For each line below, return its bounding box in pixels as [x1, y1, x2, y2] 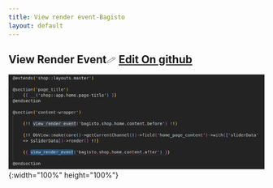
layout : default [8, 21, 63, 30]
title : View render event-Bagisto [8, 13, 126, 21]
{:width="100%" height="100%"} [8, 170, 119, 180]
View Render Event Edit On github [8, 53, 193, 66]
